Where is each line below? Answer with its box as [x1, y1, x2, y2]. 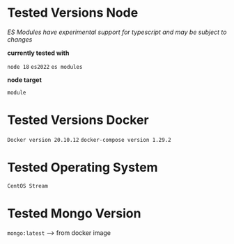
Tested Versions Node [7, 5, 139, 21]
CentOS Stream [7, 182, 49, 189]
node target [7, 75, 42, 84]
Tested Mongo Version [7, 206, 141, 221]
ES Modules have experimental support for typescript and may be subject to [7, 28, 227, 36]
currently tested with [7, 49, 70, 57]
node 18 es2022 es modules [7, 63, 83, 70]
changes [7, 35, 33, 43]
